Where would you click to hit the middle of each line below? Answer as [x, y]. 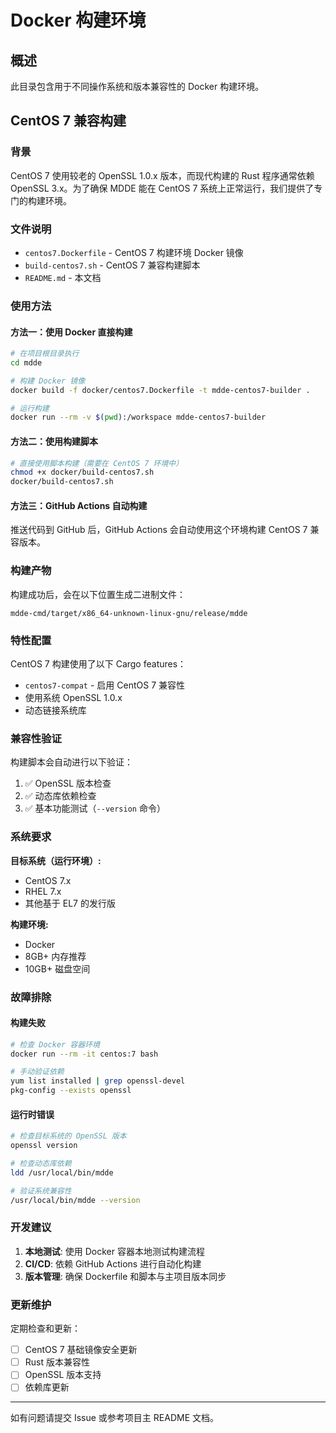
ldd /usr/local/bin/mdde [62, 1172]
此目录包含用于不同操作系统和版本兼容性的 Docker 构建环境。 [137, 86]
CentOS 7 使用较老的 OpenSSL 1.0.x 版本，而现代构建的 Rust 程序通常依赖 [162, 175]
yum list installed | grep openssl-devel [98, 1081]
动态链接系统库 [55, 710]
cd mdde [26, 362]
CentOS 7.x [48, 880]
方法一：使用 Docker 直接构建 [71, 332]
